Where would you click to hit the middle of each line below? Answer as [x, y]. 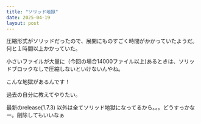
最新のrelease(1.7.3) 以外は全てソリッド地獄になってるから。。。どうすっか [98, 108]
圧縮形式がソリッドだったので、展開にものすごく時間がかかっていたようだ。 [102, 41]
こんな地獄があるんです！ [38, 82]
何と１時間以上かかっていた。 [44, 48]
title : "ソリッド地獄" [32, 12]
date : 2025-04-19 [28, 18]
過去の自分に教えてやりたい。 [44, 95]
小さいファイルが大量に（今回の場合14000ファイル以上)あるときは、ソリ [98, 62]
